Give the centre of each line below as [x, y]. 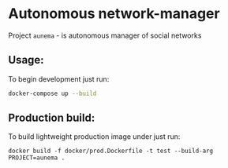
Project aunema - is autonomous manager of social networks [105, 35]
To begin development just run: [59, 79]
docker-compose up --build [52, 93]
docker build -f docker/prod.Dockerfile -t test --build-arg [111, 151]
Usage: [26, 60]
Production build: [52, 118]
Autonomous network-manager [114, 14]
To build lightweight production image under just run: [94, 137]
